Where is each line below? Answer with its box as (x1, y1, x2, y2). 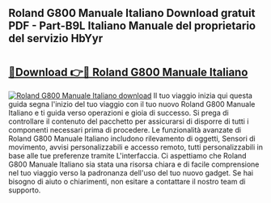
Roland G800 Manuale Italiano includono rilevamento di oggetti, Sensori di (8, 133, 256, 143)
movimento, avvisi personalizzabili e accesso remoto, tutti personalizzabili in (8, 142, 263, 152)
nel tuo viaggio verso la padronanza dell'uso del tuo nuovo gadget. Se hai (8, 168, 253, 177)
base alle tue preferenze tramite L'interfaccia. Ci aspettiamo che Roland (8, 151, 247, 160)
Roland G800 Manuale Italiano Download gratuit (8, 6, 256, 20)
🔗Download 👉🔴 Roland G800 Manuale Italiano (8, 65, 248, 79)
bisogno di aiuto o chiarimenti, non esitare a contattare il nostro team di (8, 177, 246, 186)
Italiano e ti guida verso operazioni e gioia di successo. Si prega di (8, 108, 229, 117)
